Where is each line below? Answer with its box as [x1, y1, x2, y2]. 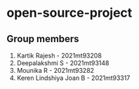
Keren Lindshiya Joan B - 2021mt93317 [16, 74, 131, 82]
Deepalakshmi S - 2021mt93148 [16, 59, 110, 67]
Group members [6, 33, 79, 45]
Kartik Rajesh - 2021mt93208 [16, 51, 102, 60]
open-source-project [6, 5, 133, 21]
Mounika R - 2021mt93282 [16, 67, 95, 74]
